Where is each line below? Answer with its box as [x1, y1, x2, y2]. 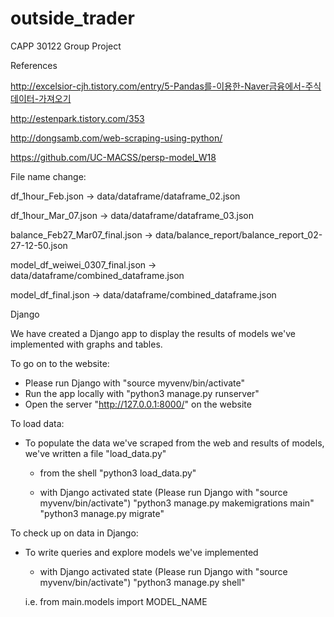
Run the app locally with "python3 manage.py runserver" [24, 387, 260, 399]
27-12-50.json [10, 239, 68, 251]
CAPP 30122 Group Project [10, 40, 122, 52]
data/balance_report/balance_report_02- [154, 228, 323, 241]
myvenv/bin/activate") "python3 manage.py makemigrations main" [39, 497, 315, 509]
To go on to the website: [10, 357, 110, 369]
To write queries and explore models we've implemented [24, 546, 259, 558]
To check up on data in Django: [10, 527, 139, 539]
